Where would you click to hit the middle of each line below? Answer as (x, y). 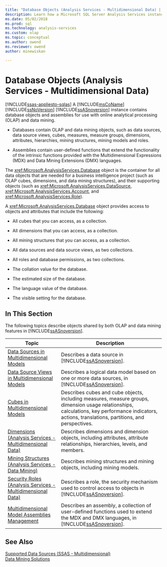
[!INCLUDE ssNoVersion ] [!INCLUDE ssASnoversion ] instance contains (76, 110)
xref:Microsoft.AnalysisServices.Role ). (44, 197)
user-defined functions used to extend (106, 512)
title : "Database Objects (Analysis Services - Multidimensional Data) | (83, 10)
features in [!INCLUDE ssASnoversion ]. (44, 331)
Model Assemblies (29, 515)
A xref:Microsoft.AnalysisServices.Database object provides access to (77, 206)
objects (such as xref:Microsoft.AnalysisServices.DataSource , (69, 186)
